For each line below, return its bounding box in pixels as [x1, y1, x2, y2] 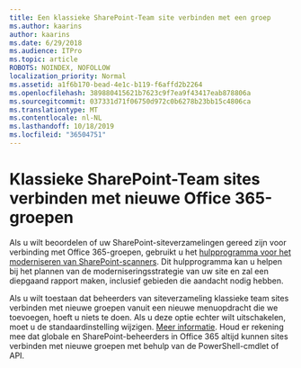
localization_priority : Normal [9, 72, 127, 81]
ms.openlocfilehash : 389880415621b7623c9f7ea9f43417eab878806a [9, 88, 252, 97]
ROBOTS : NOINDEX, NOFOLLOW [9, 64, 111, 73]
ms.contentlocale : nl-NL [9, 113, 102, 122]
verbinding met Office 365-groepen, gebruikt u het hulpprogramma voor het [9, 247, 292, 257]
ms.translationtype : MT [9, 105, 99, 114]
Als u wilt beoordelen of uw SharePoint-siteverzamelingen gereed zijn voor [9, 237, 287, 247]
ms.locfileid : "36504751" [9, 130, 106, 139]
